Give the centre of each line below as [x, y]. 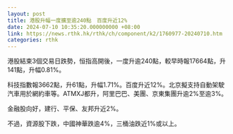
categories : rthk [33, 40]
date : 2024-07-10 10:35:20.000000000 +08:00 [74, 27]
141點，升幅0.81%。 [36, 70]
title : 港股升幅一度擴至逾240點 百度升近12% [67, 20]
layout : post [26, 14]
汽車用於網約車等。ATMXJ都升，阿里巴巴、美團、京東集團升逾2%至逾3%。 [118, 94]
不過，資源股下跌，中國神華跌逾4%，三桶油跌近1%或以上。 [94, 123]
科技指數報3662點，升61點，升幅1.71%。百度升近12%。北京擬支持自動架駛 [116, 85]
